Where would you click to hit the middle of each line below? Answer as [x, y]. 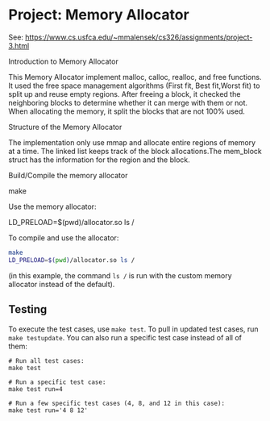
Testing [28, 309]
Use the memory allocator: [52, 206]
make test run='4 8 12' [48, 410]
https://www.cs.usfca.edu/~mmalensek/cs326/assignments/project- [139, 37]
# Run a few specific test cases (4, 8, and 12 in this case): [117, 403]
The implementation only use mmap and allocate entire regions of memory [132, 142]
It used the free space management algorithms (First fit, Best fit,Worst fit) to [134, 85]
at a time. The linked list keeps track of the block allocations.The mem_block [135, 151]
